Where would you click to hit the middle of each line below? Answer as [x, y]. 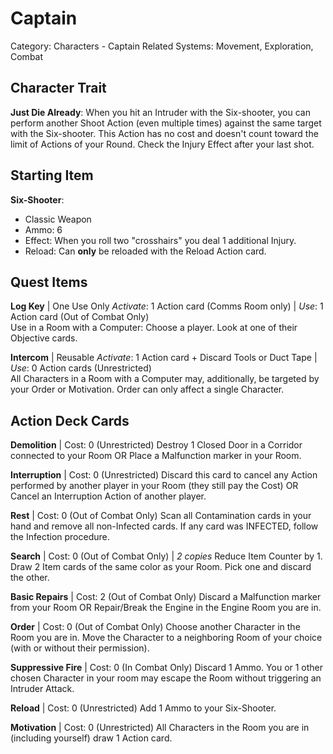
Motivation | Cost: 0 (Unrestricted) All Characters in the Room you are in [160, 728]
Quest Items [49, 282]
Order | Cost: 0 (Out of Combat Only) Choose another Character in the [155, 627]
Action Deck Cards [70, 420]
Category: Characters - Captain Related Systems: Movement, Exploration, [162, 46]
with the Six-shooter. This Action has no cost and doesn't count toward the [164, 133]
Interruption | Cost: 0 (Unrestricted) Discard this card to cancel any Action [164, 475]
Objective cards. [44, 338]
